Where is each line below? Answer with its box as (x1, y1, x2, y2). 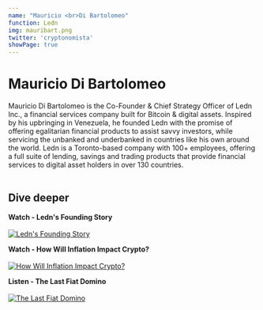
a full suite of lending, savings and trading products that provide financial (8, 152, 246, 161)
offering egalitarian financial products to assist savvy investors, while (8, 127, 233, 136)
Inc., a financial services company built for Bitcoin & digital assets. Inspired (8, 110, 252, 119)
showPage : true (8, 41, 58, 49)
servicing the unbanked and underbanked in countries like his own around (8, 135, 250, 145)
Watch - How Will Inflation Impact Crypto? (8, 244, 150, 254)
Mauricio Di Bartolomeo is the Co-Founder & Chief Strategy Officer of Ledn (8, 101, 253, 111)
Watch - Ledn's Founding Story (8, 212, 113, 221)
